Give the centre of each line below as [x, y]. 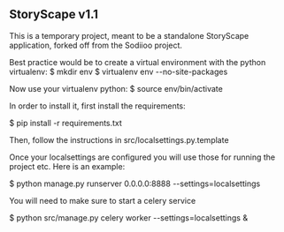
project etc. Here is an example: [67, 166]
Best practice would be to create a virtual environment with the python [138, 62]
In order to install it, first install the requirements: [97, 106]
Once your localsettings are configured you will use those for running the [142, 157]
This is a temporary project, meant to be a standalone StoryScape [129, 35]
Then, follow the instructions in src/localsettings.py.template [119, 139]
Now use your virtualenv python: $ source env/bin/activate [116, 88]
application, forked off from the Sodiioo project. [96, 45]
